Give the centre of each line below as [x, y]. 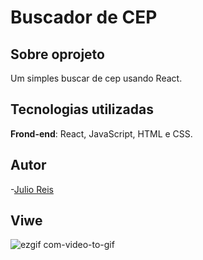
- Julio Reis [32, 189]
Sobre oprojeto [57, 54]
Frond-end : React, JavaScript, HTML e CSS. [101, 133]
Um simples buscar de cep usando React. [96, 78]
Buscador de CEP [84, 17]
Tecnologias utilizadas [82, 109]
